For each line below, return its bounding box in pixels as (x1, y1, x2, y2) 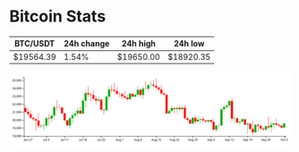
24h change (64, 38, 110, 49)
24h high (121, 38, 157, 49)
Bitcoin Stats (9, 6, 107, 27)
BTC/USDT (14, 38, 56, 49)
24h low (173, 38, 205, 49)
